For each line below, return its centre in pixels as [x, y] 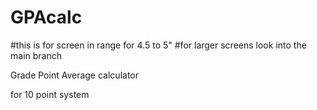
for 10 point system [50, 94]
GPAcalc [46, 17]
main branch [36, 55]
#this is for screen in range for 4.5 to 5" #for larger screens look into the [158, 45]
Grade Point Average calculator [74, 75]
